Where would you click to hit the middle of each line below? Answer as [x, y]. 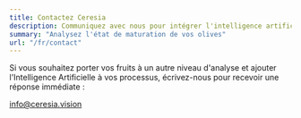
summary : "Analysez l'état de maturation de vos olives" [118, 34]
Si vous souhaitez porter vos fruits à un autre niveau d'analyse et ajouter [143, 68]
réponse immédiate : [47, 87]
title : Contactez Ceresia [57, 17]
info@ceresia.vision [46, 105]
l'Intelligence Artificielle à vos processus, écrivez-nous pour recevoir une [144, 78]
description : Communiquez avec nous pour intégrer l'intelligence [136, 26]
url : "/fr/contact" [46, 42]
